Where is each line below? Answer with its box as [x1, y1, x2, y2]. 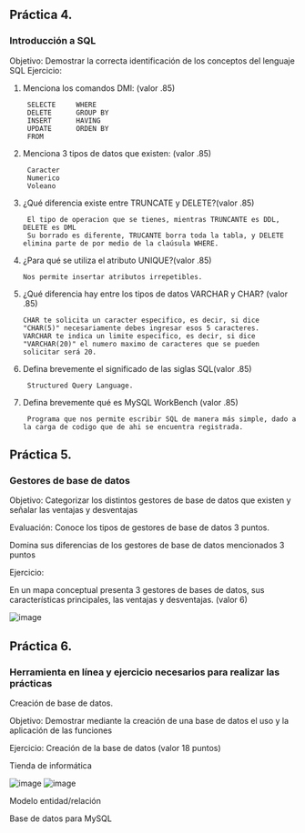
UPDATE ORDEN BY [26, 124, 109, 133]
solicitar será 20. [22, 347, 97, 356]
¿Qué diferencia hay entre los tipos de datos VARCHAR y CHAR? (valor [22, 288, 289, 299]
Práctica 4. [9, 7, 73, 23]
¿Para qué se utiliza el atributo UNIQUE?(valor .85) [22, 255, 212, 266]
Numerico [26, 173, 61, 183]
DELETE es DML [22, 223, 76, 232]
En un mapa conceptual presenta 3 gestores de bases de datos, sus [9, 585, 265, 596]
